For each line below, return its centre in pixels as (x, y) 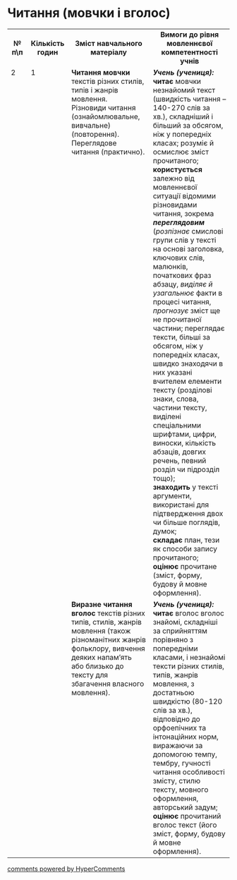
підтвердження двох (188, 513)
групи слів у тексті (184, 240)
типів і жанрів (95, 90)
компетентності (190, 52)
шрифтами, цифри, (184, 434)
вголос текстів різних (109, 613)
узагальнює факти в (188, 293)
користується (178, 169)
